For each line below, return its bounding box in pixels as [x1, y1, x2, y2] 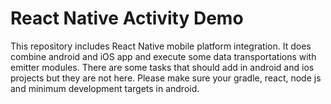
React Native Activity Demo [10, 7, 244, 30]
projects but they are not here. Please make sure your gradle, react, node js [10, 72, 322, 84]
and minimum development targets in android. [10, 82, 200, 94]
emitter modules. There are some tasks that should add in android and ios [10, 61, 315, 73]
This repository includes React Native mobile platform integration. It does [10, 40, 312, 52]
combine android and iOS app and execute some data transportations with [10, 50, 317, 62]
